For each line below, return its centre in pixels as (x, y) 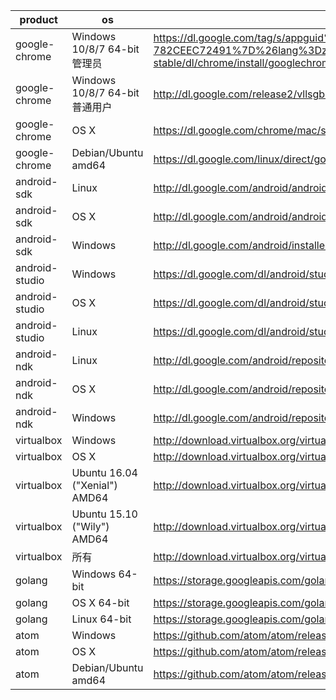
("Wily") (90, 526)
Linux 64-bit (101, 619)
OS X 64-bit (100, 602)
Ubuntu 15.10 (104, 514)
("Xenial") (94, 485)
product (38, 19)
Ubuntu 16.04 (104, 472)
